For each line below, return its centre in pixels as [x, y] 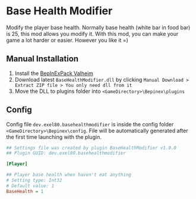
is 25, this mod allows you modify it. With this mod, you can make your [92, 33]
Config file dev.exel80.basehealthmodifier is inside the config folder [90, 124]
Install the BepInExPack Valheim [54, 73]
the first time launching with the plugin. [54, 137]
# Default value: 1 [30, 186]
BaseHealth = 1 [25, 191]
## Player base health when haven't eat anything [69, 175]
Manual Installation [42, 59]
